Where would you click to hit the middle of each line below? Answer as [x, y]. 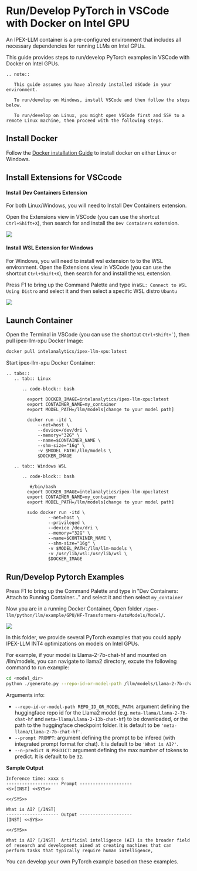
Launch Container [40, 320]
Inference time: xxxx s [35, 778]
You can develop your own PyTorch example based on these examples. [92, 861]
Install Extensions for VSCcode [64, 178]
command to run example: [38, 668]
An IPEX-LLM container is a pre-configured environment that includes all [94, 39]
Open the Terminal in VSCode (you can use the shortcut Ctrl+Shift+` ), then [98, 335]
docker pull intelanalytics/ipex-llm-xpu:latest [67, 352]
